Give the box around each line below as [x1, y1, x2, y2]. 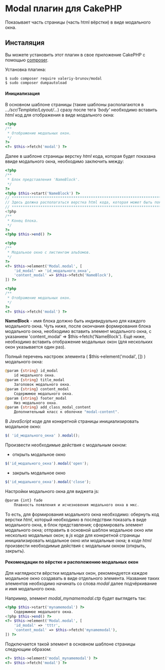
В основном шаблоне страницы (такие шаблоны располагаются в [5, 101, 144, 107]
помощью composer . [5, 57, 49, 63]
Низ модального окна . [14, 400, 58, 406]
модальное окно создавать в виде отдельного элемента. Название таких [5, 575, 160, 581]
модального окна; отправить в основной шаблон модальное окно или [5, 527, 153, 533]
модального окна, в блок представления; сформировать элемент [5, 522, 143, 527]
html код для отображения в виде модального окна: [5, 112, 114, 118]
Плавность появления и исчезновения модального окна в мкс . [14, 502, 139, 507]
